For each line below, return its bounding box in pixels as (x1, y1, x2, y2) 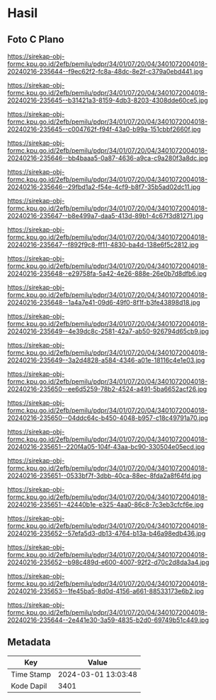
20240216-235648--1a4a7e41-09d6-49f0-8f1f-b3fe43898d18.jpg (7, 298, 200, 306)
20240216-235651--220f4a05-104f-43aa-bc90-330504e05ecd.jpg (7, 443, 205, 451)
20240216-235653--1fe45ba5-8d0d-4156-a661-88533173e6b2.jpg (7, 587, 204, 595)
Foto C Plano (7, 33, 64, 45)
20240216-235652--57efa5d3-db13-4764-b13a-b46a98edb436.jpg (7, 529, 206, 537)
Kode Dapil (11, 681, 47, 691)
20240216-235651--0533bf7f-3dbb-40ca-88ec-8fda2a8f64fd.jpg (7, 471, 202, 480)
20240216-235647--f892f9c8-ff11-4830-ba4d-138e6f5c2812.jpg (7, 240, 199, 249)
